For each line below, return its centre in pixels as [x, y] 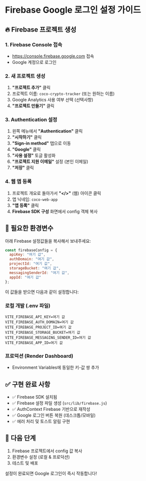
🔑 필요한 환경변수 [29, 228]
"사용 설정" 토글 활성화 [34, 155]
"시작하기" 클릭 [27, 137]
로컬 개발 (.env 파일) [28, 306]
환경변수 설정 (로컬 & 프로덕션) [41, 457]
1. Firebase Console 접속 [34, 44]
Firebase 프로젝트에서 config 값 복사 [47, 451]
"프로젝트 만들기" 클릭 [33, 106]
